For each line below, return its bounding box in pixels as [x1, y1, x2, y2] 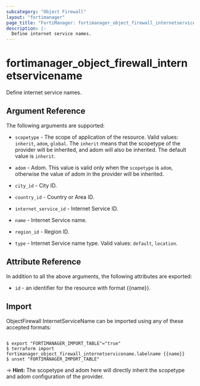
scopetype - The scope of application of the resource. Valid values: [14, 133, 179, 141]
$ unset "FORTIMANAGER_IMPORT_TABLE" [6, 356, 100, 362]
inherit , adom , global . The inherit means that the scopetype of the [14, 139, 180, 147]
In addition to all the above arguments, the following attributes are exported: [6, 272, 192, 280]
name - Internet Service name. [14, 216, 87, 223]
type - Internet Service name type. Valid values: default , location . [14, 239, 178, 247]
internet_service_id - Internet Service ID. [14, 205, 118, 212]
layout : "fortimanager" [6, 14, 65, 20]
